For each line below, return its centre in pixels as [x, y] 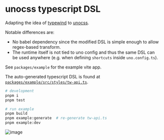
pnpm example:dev [23, 123]
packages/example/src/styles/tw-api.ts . [47, 82]
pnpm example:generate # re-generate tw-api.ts [56, 118]
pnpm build [16, 114]
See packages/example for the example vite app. [53, 67]
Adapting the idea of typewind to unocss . [47, 23]
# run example [20, 109]
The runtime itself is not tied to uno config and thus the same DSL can [83, 52]
